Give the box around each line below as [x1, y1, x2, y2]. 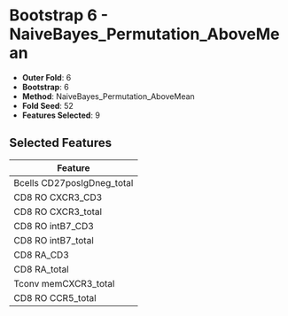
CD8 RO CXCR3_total [13, 205, 103, 218]
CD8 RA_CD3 [13, 249, 69, 261]
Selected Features [9, 135, 113, 150]
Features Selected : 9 [21, 110, 100, 120]
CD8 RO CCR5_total [13, 291, 97, 304]
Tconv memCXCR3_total [13, 277, 115, 289]
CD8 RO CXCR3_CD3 [13, 191, 103, 204]
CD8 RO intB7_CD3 [13, 220, 95, 232]
